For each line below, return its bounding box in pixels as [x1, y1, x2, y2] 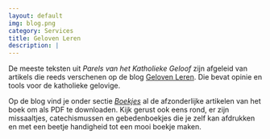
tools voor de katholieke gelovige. [8, 81, 121, 91]
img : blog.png [8, 19, 56, 27]
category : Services [8, 27, 74, 35]
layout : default [8, 11, 63, 20]
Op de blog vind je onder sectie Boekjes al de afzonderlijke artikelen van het [8, 96, 262, 106]
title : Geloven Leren [8, 34, 81, 43]
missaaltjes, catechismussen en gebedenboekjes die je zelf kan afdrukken [8, 113, 255, 123]
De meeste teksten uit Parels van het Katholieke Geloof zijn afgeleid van [8, 63, 248, 73]
